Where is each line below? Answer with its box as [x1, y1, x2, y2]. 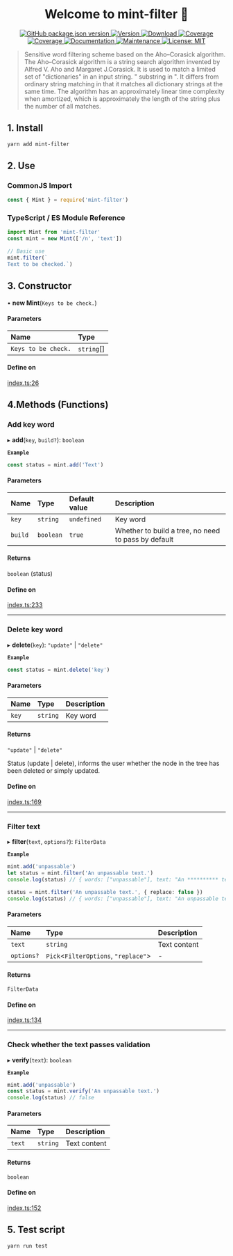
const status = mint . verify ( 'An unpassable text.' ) [7, 1088, 159, 1095]
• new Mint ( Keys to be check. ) [7, 299, 97, 307]
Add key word [7, 420, 55, 430]
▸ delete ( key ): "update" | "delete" [7, 641, 103, 649]
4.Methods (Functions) [7, 399, 109, 411]
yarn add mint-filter [7, 141, 70, 148]
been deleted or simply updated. [7, 766, 101, 775]
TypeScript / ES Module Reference [7, 213, 126, 223]
